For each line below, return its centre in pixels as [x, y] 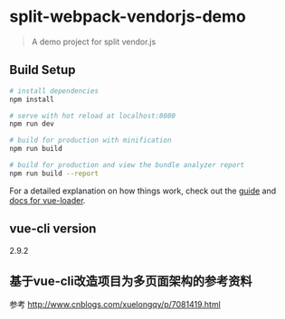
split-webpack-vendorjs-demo [128, 17]
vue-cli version [53, 229]
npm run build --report [54, 174]
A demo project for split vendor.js [94, 42]
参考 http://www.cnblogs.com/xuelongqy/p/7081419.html [115, 305]
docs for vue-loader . [47, 200]
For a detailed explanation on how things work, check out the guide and [143, 191]
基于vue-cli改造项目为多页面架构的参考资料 [131, 281]
